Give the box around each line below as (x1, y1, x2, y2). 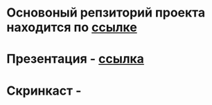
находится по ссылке (6, 19, 138, 35)
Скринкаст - (6, 83, 82, 98)
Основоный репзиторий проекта (6, 5, 206, 21)
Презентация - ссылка (6, 51, 145, 67)
